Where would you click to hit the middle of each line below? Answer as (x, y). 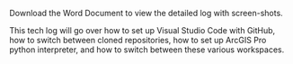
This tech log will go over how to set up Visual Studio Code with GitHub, (142, 30)
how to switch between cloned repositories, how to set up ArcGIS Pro (138, 40)
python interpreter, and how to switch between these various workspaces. (147, 50)
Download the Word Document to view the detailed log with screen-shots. (146, 13)
